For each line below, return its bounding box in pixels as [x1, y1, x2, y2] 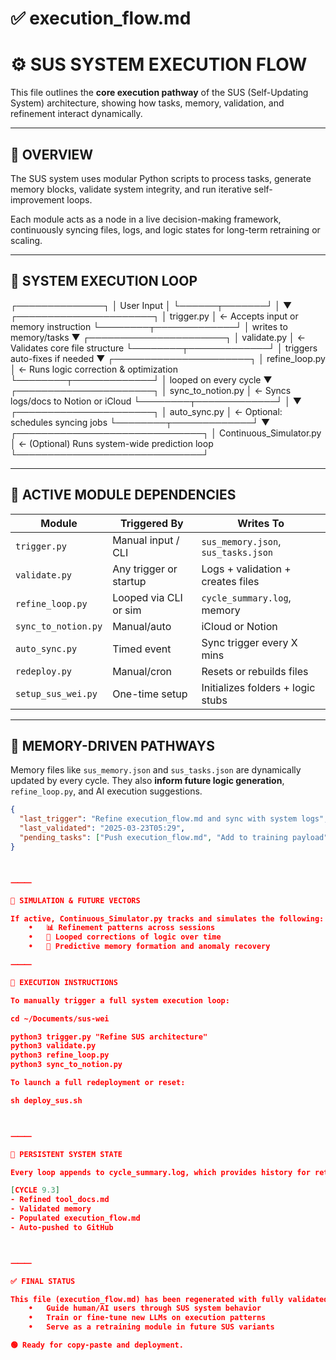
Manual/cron [112, 664, 173, 678]
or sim [112, 603, 142, 617]
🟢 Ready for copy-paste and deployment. [10, 1340, 184, 1350]
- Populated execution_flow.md [10, 1213, 141, 1223]
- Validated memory [10, 1204, 92, 1214]
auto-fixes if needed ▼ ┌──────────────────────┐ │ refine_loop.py [10, 352, 326, 364]
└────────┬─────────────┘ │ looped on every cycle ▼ [10, 373, 273, 386]
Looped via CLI [112, 590, 183, 604]
